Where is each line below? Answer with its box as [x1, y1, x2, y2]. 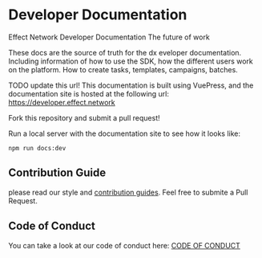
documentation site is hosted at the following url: [8, 88, 170, 98]
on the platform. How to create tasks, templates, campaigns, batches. [8, 64, 238, 74]
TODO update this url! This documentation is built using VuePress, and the [8, 80, 254, 90]
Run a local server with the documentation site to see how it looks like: [8, 129, 241, 138]
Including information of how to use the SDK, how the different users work [8, 56, 254, 66]
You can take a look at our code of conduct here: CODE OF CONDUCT [8, 240, 240, 250]
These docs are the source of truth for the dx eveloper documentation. [8, 47, 242, 57]
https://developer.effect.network [8, 97, 116, 107]
